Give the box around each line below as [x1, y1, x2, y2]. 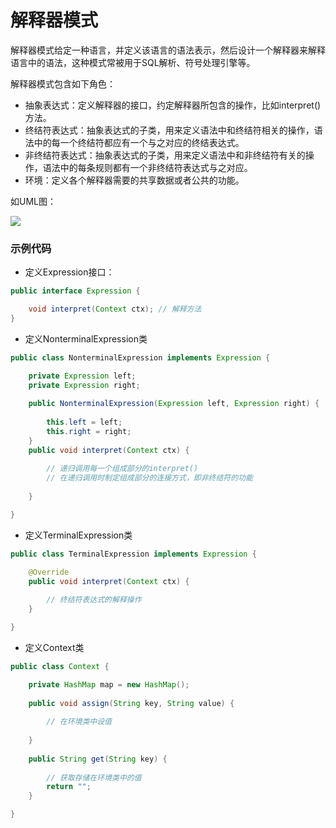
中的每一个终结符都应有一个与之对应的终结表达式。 [33, 136, 245, 148]
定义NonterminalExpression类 [24, 332, 148, 345]
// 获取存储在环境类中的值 [46, 772, 142, 783]
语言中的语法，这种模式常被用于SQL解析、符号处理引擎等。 [10, 56, 256, 68]
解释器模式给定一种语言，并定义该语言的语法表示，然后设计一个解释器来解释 [10, 44, 326, 56]
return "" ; [46, 782, 92, 792]
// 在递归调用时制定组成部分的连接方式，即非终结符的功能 [46, 473, 253, 483]
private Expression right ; [28, 380, 141, 390]
